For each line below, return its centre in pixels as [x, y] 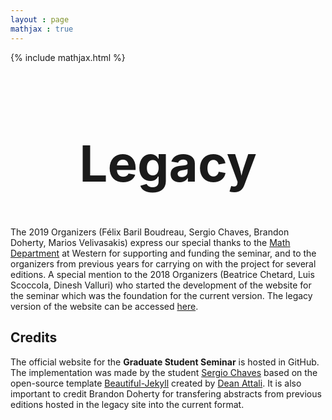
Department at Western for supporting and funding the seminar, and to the [163, 253]
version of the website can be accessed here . [104, 307]
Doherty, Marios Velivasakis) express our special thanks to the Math [150, 243]
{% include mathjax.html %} [68, 57]
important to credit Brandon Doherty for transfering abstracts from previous [166, 393]
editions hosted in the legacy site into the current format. [127, 404]
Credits [34, 337]
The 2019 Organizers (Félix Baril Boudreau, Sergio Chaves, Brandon [150, 232]
